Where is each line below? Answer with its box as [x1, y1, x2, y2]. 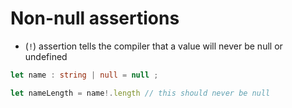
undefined [24, 50, 68, 62]
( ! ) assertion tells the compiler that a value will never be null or [24, 40, 283, 52]
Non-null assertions [10, 7, 180, 30]
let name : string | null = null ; [10, 70, 159, 80]
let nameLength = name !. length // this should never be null [10, 88, 271, 98]
